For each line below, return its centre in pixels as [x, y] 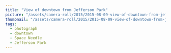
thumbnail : [17, 19]
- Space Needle [26, 38]
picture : [15, 15]
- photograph [24, 29]
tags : [11, 24]
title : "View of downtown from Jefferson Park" [57, 10]
